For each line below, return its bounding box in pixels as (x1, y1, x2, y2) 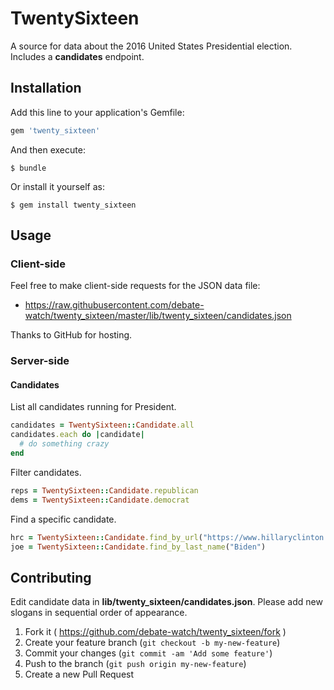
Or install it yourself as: (10, 180, 105, 192)
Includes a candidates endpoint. (10, 50, 145, 62)
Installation (10, 80, 82, 97)
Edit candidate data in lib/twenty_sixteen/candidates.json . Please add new (10, 596, 323, 608)
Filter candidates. (10, 466, 82, 478)
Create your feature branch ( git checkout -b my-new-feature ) (24, 637, 281, 649)
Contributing (10, 569, 92, 586)
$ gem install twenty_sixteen (10, 200, 137, 210)
